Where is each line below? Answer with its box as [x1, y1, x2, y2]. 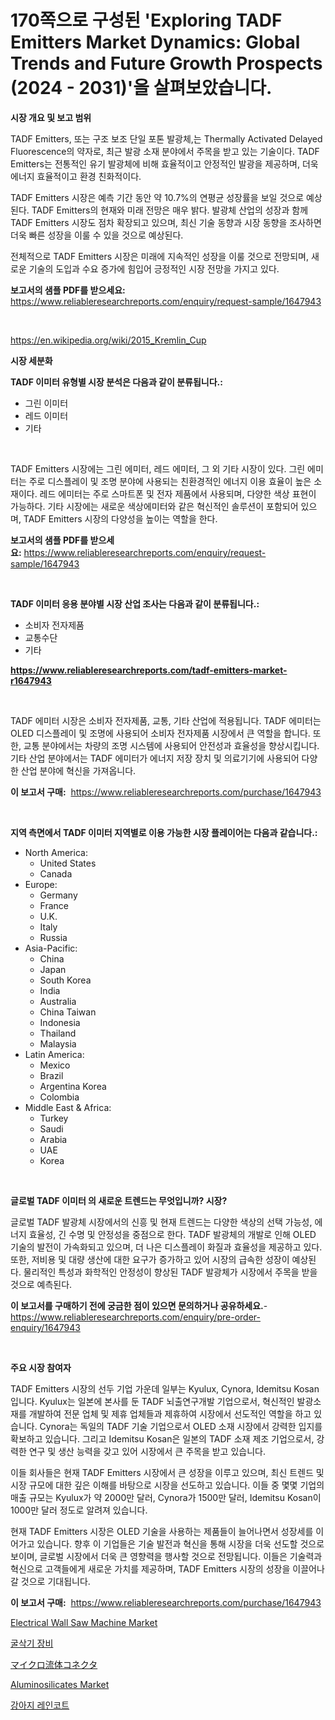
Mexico [39, 1059, 71, 1071]
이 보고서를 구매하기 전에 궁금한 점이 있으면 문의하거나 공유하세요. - [10, 1299, 268, 1311]
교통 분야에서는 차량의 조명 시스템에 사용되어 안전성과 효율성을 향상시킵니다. [23, 739, 320, 751]
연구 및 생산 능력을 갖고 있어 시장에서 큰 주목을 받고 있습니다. [28, 1445, 266, 1457]
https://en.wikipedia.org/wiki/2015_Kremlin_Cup [10, 334, 207, 346]
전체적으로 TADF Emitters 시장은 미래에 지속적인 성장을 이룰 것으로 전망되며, [10, 250, 310, 262]
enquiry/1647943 [10, 1321, 81, 1333]
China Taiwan [39, 1006, 97, 1018]
